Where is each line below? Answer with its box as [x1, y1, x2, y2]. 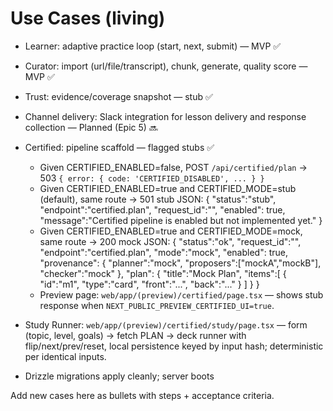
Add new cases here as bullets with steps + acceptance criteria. [10, 389, 275, 401]
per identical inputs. [24, 350, 107, 362]
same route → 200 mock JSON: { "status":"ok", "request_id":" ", [39, 235, 302, 247]
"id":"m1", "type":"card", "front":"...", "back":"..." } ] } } [39, 278, 260, 290]
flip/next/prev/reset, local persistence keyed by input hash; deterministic [24, 340, 324, 352]
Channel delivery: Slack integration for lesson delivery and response [24, 110, 307, 122]
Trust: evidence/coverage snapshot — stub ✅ [24, 90, 213, 102]
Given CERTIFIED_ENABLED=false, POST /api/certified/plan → [39, 161, 308, 173]
